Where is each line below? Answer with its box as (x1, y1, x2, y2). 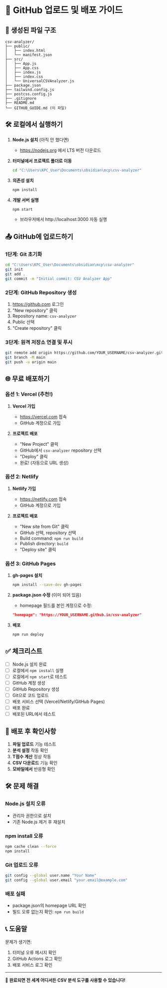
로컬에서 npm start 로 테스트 (12, 674, 68, 680)
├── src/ (5, 57, 23, 62)
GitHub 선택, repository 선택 (19, 529, 76, 535)
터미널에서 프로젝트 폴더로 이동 (12, 158, 72, 164)
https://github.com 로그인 (12, 301, 64, 307)
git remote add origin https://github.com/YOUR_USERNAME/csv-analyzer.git (5, 350, 164, 356)
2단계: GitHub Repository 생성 (5, 289, 77, 296)
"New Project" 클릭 (19, 441, 59, 447)
